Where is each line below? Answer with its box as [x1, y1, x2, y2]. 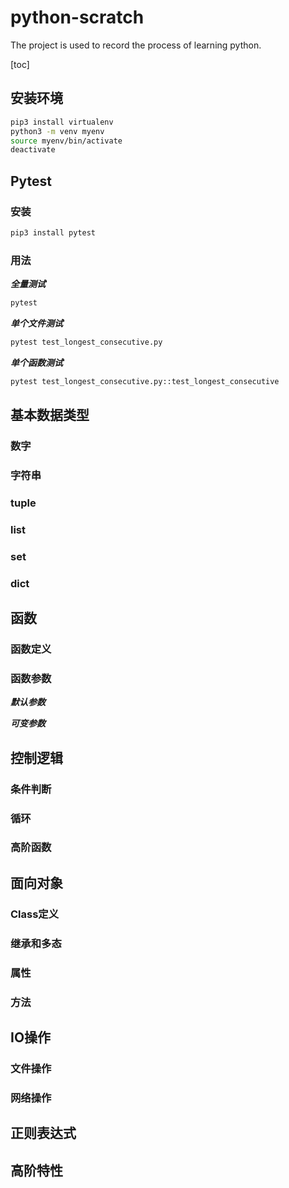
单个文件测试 [10, 317, 63, 329]
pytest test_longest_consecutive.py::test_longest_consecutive [10, 376, 280, 386]
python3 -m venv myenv [10, 126, 105, 136]
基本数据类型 [10, 407, 90, 424]
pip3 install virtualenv [10, 117, 114, 127]
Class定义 [10, 907, 60, 921]
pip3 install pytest [10, 227, 97, 238]
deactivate [10, 145, 56, 155]
